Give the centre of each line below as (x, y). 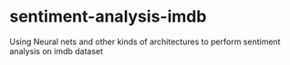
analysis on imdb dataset (56, 51)
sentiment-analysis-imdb (108, 17)
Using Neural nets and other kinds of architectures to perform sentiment (145, 42)
